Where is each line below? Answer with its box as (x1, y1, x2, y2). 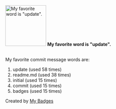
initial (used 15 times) (12, 77, 57, 83)
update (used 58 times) (12, 66, 62, 72)
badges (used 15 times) (12, 88, 62, 94)
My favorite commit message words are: (5, 57, 90, 63)
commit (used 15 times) (12, 83, 62, 89)
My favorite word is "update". (47, 41, 111, 47)
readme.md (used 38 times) (12, 72, 71, 78)
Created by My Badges (5, 98, 53, 104)
